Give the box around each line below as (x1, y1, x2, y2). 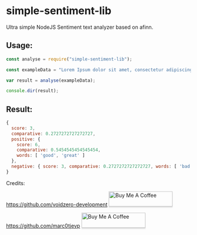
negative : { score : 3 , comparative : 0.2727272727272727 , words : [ (11, 163, 177, 170)
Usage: (6, 41, 33, 51)
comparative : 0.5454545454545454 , (16, 147, 101, 153)
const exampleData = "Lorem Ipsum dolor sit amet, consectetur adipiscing (6, 66, 193, 73)
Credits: (6, 179, 25, 186)
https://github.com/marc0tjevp (6, 222, 80, 229)
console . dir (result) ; (6, 88, 59, 94)
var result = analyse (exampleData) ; (6, 78, 96, 83)
